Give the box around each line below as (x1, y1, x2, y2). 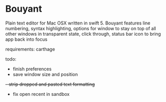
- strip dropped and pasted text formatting (5, 81, 95, 87)
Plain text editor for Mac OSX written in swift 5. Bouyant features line (5, 20, 151, 26)
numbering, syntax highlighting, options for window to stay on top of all (5, 25, 156, 31)
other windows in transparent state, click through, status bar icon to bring (5, 31, 161, 37)
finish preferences (12, 66, 52, 72)
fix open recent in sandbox (12, 91, 70, 97)
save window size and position (12, 71, 78, 77)
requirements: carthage (5, 46, 56, 52)
